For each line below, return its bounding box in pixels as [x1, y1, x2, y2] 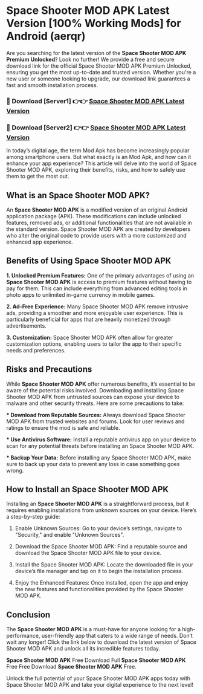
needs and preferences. [6, 346, 66, 354]
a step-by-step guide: [6, 513, 60, 520]
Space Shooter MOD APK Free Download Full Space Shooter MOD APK [6, 657, 186, 664]
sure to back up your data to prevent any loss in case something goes [6, 460, 180, 467]
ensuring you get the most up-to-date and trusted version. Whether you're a [6, 68, 196, 76]
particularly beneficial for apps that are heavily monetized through [6, 316, 171, 323]
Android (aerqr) [6, 30, 86, 43]
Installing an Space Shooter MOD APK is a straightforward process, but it [6, 500, 189, 508]
